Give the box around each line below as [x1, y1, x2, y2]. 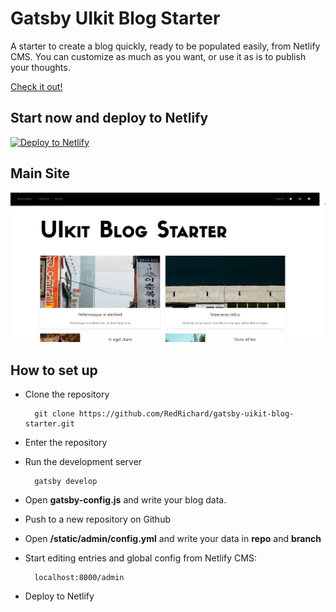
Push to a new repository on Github [24, 513, 171, 526]
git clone [34, 409, 75, 419]
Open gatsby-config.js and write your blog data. [24, 494, 227, 506]
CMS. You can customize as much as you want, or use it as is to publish [10, 50, 307, 62]
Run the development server [24, 456, 143, 468]
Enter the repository [24, 437, 108, 449]
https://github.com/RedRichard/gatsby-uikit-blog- [78, 409, 295, 419]
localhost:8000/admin [34, 573, 125, 583]
